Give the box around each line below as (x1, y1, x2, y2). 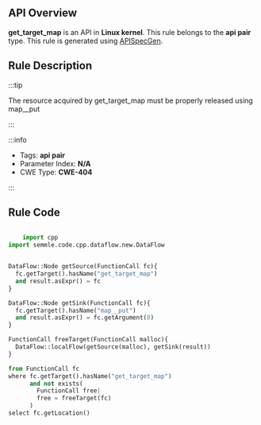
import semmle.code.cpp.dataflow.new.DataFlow (8, 241, 165, 249)
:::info (8, 135, 27, 144)
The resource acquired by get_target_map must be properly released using (8, 96, 254, 105)
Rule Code (8, 206, 61, 220)
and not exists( (29, 380, 83, 388)
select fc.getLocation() (8, 409, 90, 417)
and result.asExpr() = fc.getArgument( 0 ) (15, 314, 155, 322)
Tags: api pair (19, 150, 66, 160)
